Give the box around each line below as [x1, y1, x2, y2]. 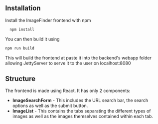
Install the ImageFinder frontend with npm [5, 17, 91, 23]
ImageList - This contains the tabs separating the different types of [12, 108, 151, 114]
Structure [5, 74, 36, 83]
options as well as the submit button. [12, 102, 88, 109]
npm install [9, 27, 35, 32]
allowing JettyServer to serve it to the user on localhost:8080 [5, 60, 131, 66]
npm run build [5, 45, 35, 50]
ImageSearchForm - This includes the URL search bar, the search [12, 97, 149, 103]
